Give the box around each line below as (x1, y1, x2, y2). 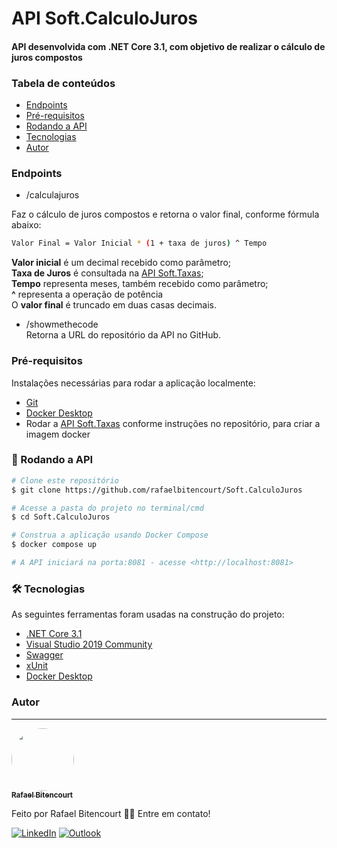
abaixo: (11, 219, 42, 231)
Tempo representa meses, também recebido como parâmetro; (11, 278, 269, 290)
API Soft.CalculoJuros (11, 7, 199, 30)
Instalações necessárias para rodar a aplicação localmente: (11, 377, 256, 389)
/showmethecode (25, 318, 99, 331)
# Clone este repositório (11, 475, 119, 486)
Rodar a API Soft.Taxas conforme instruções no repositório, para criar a (25, 417, 321, 429)
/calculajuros (25, 189, 80, 201)
